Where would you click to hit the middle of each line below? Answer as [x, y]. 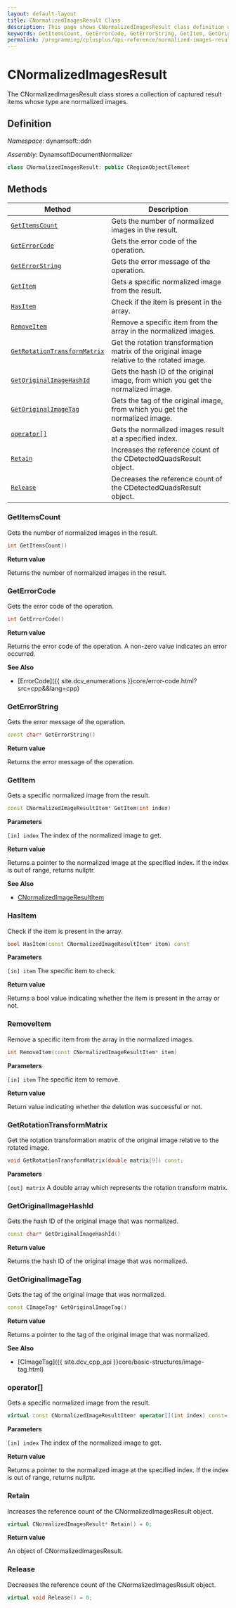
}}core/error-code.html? [162, 680]
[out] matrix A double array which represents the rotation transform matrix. [118, 1187]
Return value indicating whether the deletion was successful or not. [105, 1106]
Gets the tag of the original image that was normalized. [87, 1295]
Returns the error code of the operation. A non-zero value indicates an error [117, 646]
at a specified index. [144, 438]
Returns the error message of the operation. [71, 762]
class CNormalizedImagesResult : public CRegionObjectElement [99, 167]
